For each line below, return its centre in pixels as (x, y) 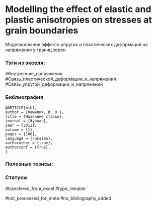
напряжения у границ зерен (35, 50)
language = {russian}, (29, 138)
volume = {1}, (20, 130)
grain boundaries (42, 31)
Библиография (24, 97)
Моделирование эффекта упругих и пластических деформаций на (76, 44)
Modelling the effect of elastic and (78, 9)
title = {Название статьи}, (35, 116)
